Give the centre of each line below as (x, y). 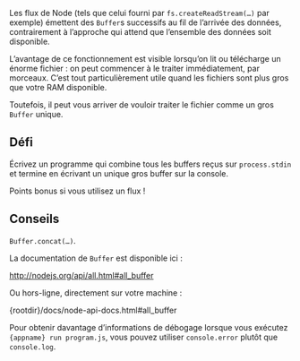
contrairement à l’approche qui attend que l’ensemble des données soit (140, 32)
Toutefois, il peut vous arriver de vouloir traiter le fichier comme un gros (142, 105)
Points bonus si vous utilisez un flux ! (77, 191)
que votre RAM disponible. (58, 87)
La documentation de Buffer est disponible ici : (96, 258)
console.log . (33, 346)
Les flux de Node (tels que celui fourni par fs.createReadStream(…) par (140, 13)
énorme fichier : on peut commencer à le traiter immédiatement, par (134, 68)
